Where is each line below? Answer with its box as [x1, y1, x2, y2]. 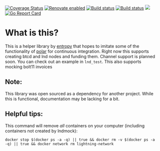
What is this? [5, 27, 59, 38]
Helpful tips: [5, 110, 43, 118]
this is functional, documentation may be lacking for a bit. [5, 96, 120, 102]
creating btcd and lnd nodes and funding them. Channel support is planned [5, 53, 155, 59]
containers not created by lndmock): [5, 128, 78, 134]
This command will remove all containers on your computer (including [5, 122, 145, 128]
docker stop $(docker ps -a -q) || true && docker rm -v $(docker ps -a [5, 137, 155, 142]
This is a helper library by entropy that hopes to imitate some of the [5, 43, 140, 49]
